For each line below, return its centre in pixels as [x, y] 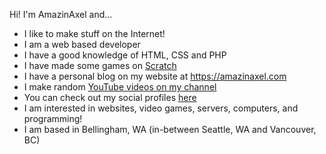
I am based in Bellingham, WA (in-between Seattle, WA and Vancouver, [170, 129]
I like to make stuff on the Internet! [94, 33]
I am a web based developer [82, 44]
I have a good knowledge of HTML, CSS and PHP [125, 55]
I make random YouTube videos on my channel [120, 87]
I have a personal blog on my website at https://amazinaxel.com [155, 76]
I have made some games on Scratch [100, 65]
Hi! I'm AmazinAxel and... [61, 14]
